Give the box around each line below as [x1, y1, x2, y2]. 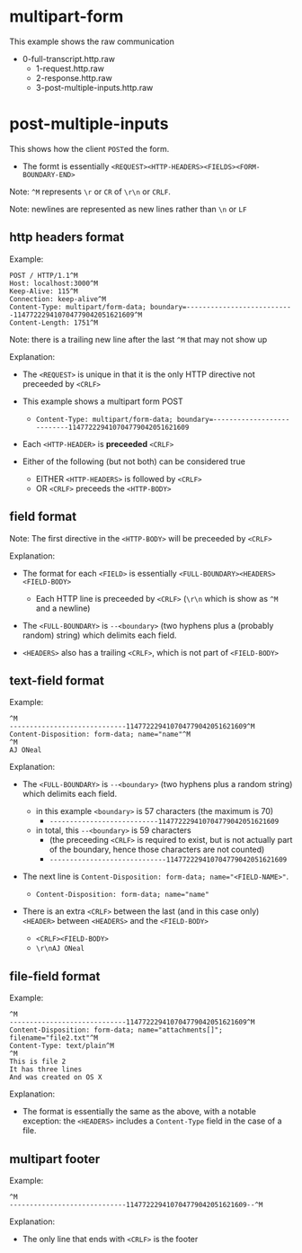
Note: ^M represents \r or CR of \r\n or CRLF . [9, 186, 171, 197]
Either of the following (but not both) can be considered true [22, 456, 245, 467]
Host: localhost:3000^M [9, 279, 99, 288]
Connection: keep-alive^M [9, 294, 106, 303]
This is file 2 [9, 1057, 67, 1067]
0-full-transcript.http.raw [22, 53, 115, 64]
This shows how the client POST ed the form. [9, 143, 170, 154]
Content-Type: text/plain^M [9, 1042, 115, 1051]
